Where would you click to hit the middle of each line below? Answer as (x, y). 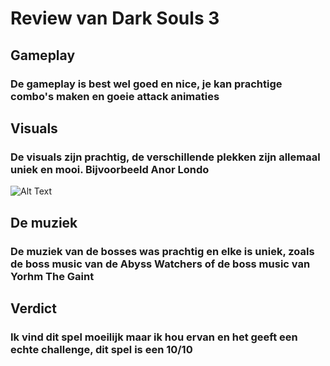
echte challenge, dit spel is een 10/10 (101, 349)
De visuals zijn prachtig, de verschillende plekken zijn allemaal (165, 157)
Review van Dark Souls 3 (115, 18)
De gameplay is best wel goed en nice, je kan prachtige (146, 84)
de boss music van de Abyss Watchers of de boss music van (160, 264)
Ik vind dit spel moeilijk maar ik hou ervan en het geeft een (154, 337)
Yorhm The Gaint (52, 276)
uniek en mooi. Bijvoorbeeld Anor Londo (110, 169)
